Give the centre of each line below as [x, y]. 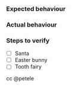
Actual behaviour [32, 24]
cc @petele [20, 79]
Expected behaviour [36, 9]
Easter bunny [31, 60]
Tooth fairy [28, 67]
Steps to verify [28, 40]
